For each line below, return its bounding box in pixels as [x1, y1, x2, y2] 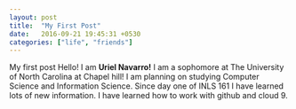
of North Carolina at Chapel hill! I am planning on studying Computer [9, 72, 260, 82]
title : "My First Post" [9, 21, 101, 30]
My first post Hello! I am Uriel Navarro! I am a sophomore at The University [9, 62, 284, 73]
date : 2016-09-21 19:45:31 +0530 [9, 29, 141, 38]
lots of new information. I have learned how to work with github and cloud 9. [9, 90, 289, 101]
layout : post [9, 12, 58, 22]
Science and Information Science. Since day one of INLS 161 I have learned [9, 81, 284, 91]
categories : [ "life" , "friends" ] [9, 37, 133, 47]
